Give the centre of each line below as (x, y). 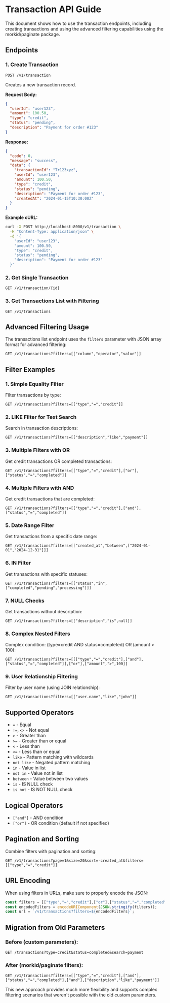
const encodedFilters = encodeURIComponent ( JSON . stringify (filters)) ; (81, 907)
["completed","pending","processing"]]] (49, 588)
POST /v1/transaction (28, 75)
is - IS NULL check (33, 784)
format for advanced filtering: (36, 344)
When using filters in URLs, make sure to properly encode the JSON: (77, 893)
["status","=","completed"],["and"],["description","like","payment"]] (82, 980)
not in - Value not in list (38, 773)
